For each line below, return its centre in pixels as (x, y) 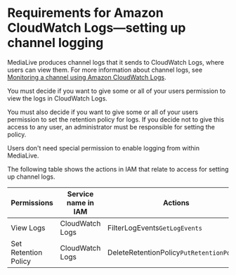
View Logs (28, 228)
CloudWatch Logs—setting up (97, 28)
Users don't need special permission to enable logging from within (104, 148)
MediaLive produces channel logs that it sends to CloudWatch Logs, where (116, 62)
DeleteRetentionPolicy (144, 252)
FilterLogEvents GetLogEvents (155, 228)
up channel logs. (31, 177)
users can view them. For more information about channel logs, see (105, 70)
